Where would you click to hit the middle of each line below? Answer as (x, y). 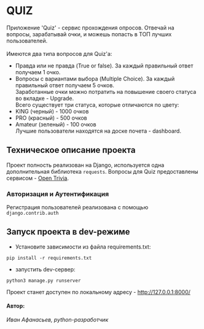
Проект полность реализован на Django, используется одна (85, 165)
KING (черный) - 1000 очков (52, 111)
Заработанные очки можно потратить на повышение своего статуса (106, 91)
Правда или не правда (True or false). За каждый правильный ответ (104, 66)
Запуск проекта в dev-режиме (68, 232)
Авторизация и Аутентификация (58, 194)
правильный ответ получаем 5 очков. (65, 85)
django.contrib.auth (33, 213)
